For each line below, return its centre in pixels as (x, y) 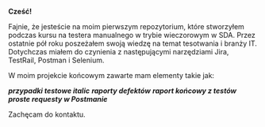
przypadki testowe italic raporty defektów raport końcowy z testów (123, 91)
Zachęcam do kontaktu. (47, 114)
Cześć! (20, 11)
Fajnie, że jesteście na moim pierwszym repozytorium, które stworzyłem (126, 26)
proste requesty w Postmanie (58, 99)
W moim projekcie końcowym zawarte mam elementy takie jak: (111, 75)
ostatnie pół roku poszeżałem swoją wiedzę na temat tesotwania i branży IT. (133, 43)
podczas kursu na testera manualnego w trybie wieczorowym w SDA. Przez (132, 35)
